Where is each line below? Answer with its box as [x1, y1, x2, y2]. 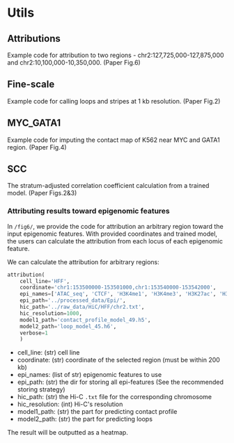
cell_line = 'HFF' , [19, 277, 70, 284]
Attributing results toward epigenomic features [7, 207, 171, 216]
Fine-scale [7, 79, 55, 90]
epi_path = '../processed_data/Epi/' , [19, 297, 127, 304]
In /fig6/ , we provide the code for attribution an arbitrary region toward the [7, 222, 224, 230]
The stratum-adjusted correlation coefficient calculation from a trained [7, 182, 210, 190]
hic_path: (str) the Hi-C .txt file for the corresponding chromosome [17, 393, 212, 401]
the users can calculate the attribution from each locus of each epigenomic [7, 236, 223, 245]
